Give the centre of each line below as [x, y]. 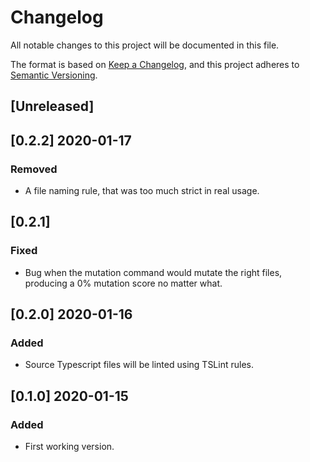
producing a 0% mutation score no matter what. [123, 283]
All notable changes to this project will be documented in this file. [145, 45]
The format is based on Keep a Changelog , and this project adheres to [155, 64]
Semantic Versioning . [54, 75]
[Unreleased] [52, 106]
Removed [34, 169]
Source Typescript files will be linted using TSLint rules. [139, 365]
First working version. [69, 447]
